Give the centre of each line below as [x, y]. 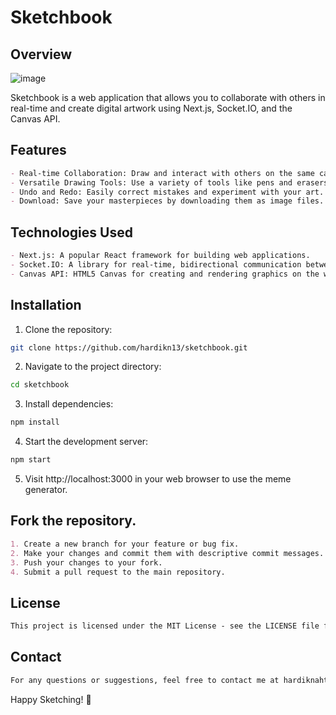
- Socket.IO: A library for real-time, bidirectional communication [156, 265]
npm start [31, 460]
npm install [35, 422]
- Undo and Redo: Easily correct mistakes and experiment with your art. [167, 192]
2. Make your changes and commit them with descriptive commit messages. [167, 553]
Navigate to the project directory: [93, 367]
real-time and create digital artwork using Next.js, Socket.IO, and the [151, 108]
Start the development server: [86, 442]
